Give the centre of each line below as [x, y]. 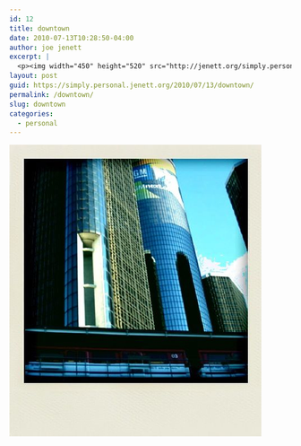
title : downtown [39, 28]
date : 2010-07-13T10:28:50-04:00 [72, 38]
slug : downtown [38, 104]
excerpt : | [30, 57]
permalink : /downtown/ [52, 94]
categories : [31, 114]
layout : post [34, 76]
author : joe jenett [46, 48]
